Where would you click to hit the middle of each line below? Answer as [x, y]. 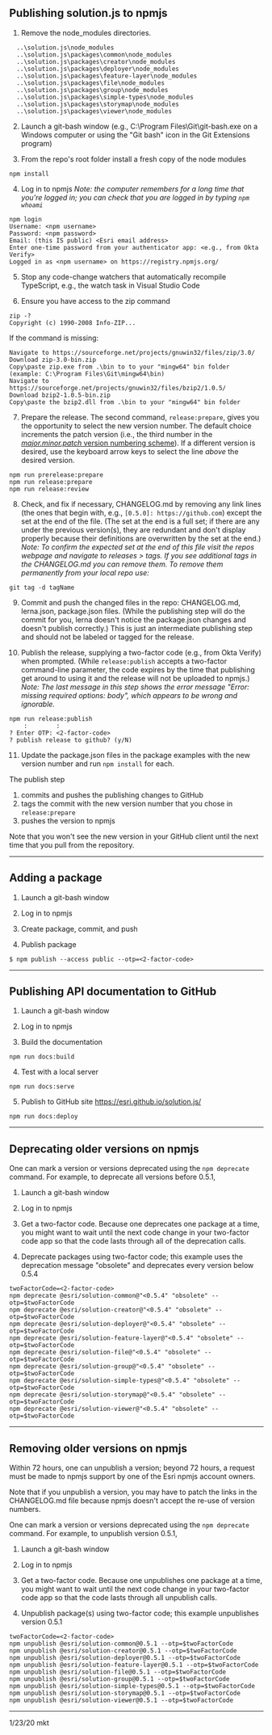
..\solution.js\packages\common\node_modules [94, 55]
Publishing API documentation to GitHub [113, 992]
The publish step [37, 779]
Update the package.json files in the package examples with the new [136, 755]
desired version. [48, 460]
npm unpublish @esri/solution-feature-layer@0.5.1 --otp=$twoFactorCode [134, 1665]
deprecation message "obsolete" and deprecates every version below [137, 1265]
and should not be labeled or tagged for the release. [107, 637]
